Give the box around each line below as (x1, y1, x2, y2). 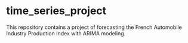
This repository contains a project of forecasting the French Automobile (6, 24, 182, 31)
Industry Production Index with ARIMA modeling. (6, 29, 126, 37)
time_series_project (6, 4, 107, 18)
